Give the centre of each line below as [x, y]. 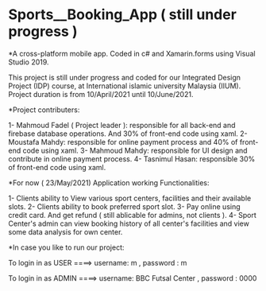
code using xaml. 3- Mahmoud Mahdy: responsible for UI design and [135, 150]
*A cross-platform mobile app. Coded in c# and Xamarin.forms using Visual [132, 53]
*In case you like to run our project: [66, 247]
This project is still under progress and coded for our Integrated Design [124, 77]
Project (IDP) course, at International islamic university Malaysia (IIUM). [125, 86]
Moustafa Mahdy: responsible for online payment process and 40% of [123, 142]
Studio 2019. [29, 62]
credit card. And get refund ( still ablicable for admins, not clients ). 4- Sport [132, 215]
